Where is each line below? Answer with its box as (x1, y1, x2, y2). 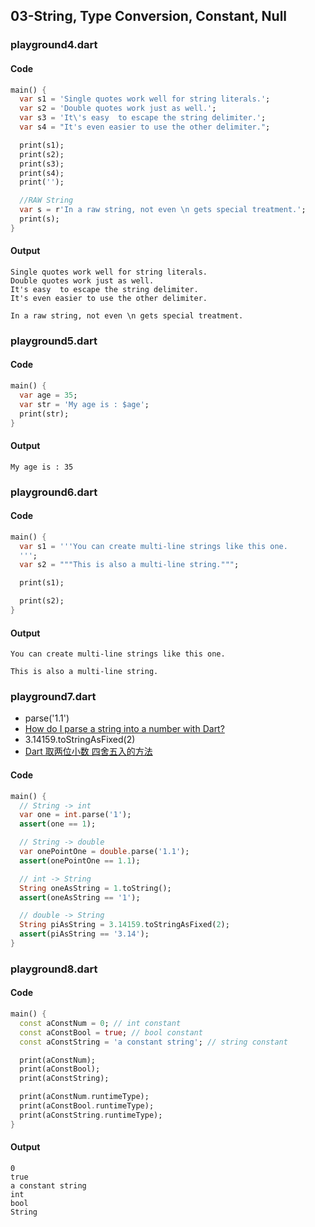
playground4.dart (10, 38, 98, 52)
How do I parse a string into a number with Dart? (24, 723, 225, 735)
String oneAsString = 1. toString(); (19, 883, 172, 893)
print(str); (19, 409, 70, 419)
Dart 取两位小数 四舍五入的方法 (24, 745, 153, 758)
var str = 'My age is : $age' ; (19, 399, 150, 409)
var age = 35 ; (19, 390, 78, 400)
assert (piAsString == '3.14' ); (19, 929, 150, 939)
